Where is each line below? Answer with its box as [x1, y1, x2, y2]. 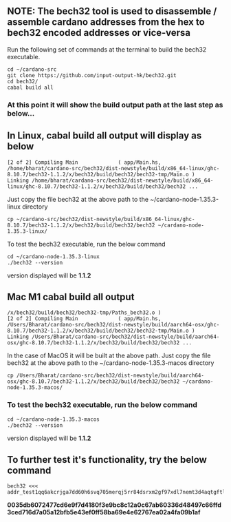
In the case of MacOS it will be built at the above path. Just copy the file [7, 351, 211, 360]
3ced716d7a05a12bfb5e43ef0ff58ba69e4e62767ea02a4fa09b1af [7, 508, 201, 516]
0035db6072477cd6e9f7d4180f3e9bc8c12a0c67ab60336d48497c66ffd [7, 501, 222, 509]
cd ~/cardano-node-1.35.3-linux [7, 253, 100, 260]
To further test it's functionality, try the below [7, 454, 208, 466]
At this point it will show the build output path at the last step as [7, 100, 223, 109]
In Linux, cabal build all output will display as [7, 130, 202, 142]
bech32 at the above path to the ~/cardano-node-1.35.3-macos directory [7, 359, 214, 367]
